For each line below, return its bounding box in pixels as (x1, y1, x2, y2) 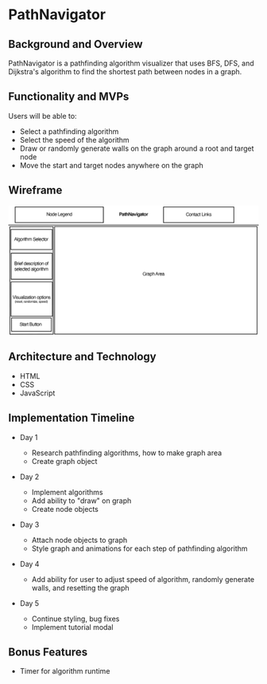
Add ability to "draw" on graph (31, 496, 132, 505)
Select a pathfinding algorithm (19, 126, 119, 136)
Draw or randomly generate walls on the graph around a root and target (19, 143, 254, 153)
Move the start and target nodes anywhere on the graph (19, 160, 204, 170)
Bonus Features (8, 645, 88, 658)
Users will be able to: (8, 111, 77, 120)
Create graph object (31, 456, 98, 466)
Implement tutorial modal (31, 622, 114, 631)
